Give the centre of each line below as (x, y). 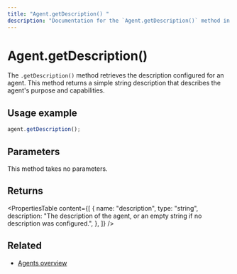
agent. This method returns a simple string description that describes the (114, 83)
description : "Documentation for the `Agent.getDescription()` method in (119, 21)
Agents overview (42, 263)
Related (25, 246)
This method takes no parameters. (57, 169)
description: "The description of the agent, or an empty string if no (105, 216)
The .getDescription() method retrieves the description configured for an (116, 75)
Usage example (43, 113)
